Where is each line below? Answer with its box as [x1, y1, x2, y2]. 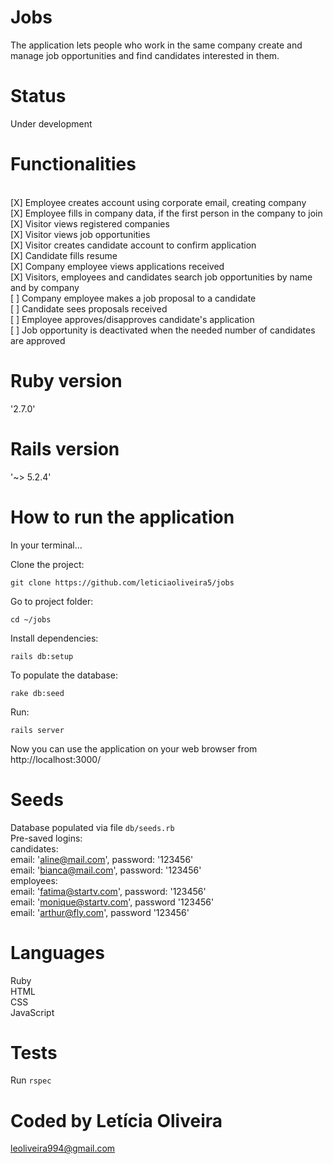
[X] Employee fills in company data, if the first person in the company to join [10, 207, 323, 219]
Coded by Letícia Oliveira [10, 1109, 223, 1132]
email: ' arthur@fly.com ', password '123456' [10, 906, 190, 918]
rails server [10, 725, 65, 735]
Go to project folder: [10, 595, 94, 607]
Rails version [10, 437, 120, 460]
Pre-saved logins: [10, 832, 83, 844]
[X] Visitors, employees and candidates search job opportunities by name [10, 271, 313, 283]
